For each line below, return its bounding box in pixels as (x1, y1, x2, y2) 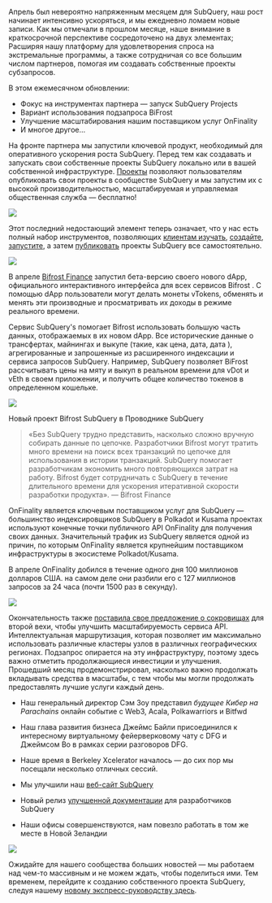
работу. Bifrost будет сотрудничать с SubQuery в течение (28, 473, 229, 482)
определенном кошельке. (8, 382, 99, 392)
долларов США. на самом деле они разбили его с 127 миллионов (8, 574, 236, 582)
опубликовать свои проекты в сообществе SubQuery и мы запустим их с (8, 175, 263, 185)
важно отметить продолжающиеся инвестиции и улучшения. (8, 657, 222, 665)
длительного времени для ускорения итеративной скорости (28, 482, 240, 491)
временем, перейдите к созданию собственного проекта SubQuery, (8, 877, 246, 886)
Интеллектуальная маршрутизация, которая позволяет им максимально (8, 630, 261, 639)
